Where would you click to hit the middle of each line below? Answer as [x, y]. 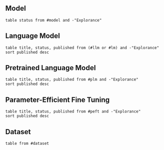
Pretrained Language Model [51, 68]
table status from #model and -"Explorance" [54, 20]
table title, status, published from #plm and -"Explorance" [72, 80]
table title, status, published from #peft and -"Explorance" [73, 112]
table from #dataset [27, 144]
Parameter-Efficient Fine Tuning [58, 100]
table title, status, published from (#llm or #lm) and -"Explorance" [82, 48]
